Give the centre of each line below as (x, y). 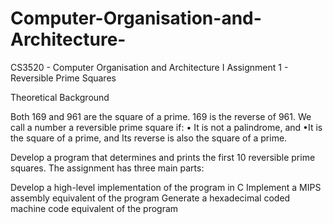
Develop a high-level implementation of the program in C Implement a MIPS (166, 187)
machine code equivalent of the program (94, 208)
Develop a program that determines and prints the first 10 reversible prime (163, 157)
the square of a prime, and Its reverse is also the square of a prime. (149, 138)
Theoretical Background (60, 97)
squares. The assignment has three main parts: (107, 168)
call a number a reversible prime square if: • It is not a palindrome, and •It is (166, 127)
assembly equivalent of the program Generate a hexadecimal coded (150, 198)
